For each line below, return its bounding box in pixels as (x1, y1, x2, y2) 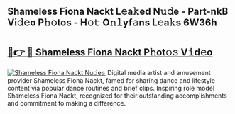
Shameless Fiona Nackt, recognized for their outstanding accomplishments (7, 91, 227, 100)
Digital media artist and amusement (107, 69, 211, 76)
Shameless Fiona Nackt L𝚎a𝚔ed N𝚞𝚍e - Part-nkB (7, 6, 229, 18)
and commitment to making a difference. (7, 99, 126, 107)
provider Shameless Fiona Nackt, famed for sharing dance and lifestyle (7, 76, 215, 84)
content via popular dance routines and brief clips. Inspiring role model (7, 84, 215, 92)
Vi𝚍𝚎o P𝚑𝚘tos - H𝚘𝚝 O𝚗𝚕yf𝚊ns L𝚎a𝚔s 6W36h (7, 17, 218, 29)
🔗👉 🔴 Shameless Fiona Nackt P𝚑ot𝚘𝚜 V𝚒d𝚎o (7, 46, 213, 58)
